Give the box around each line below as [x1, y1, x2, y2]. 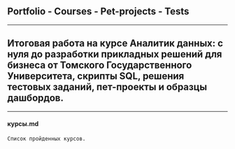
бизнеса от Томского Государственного [7, 59, 192, 71]
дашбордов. [7, 92, 64, 104]
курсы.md [7, 120, 39, 128]
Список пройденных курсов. [7, 135, 86, 142]
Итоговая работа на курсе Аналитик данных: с [7, 38, 224, 50]
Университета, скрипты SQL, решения [7, 70, 185, 83]
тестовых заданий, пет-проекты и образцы [7, 81, 208, 93]
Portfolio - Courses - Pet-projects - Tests [7, 6, 190, 17]
